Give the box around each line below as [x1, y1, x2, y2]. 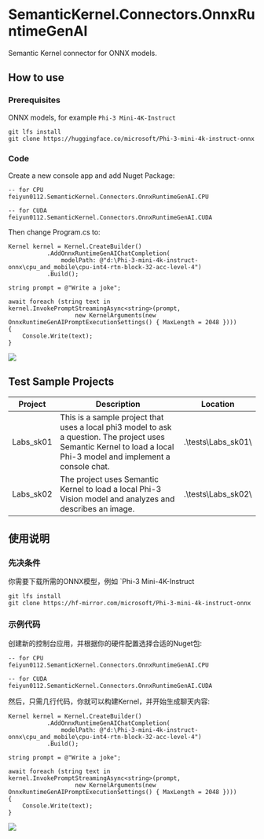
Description [95, 398, 141, 409]
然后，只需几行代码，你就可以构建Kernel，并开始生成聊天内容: [8, 697, 211, 706]
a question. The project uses [60, 431, 165, 442]
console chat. [60, 460, 110, 471]
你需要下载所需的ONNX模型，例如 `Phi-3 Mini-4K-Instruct [8, 577, 195, 586]
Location [200, 398, 235, 409]
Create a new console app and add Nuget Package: [8, 171, 175, 180]
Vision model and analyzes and [60, 493, 175, 505]
